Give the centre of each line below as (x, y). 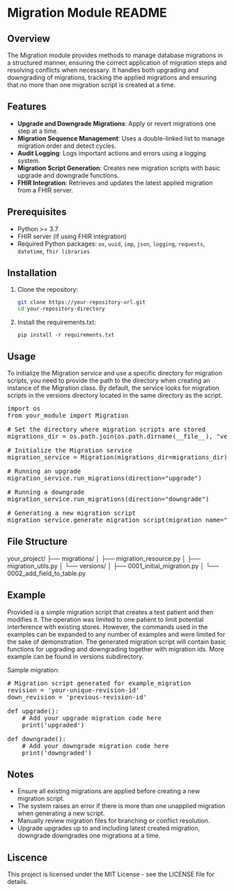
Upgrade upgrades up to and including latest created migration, (109, 828)
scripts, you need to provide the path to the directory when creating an (109, 380)
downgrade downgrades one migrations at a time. (89, 836)
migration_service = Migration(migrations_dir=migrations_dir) (117, 457)
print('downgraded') (57, 753)
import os (24, 409)
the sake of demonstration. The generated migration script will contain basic (117, 642)
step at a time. (38, 131)
